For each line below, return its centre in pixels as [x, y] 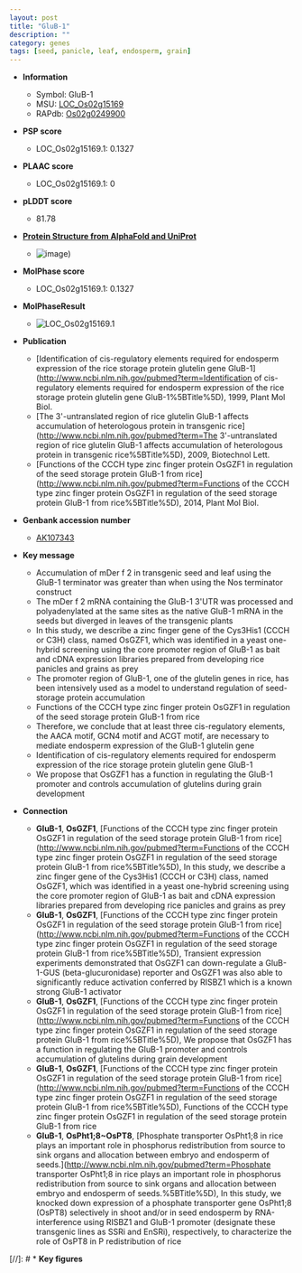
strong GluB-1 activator [78, 992]
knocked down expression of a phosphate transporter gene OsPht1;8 [164, 1203]
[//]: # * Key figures [46, 1259]
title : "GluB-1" [40, 26]
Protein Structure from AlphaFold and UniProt [109, 237]
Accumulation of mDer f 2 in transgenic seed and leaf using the [154, 573]
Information [45, 77]
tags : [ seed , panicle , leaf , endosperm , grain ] [101, 51]
